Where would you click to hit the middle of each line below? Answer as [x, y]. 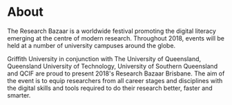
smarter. [19, 95]
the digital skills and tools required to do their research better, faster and [110, 88]
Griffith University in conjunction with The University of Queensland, [104, 58]
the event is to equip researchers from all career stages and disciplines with [115, 80]
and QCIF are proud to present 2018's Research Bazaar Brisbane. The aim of [116, 73]
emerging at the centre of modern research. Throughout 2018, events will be [116, 38]
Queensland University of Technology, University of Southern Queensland [113, 66]
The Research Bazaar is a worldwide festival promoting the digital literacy [112, 31]
